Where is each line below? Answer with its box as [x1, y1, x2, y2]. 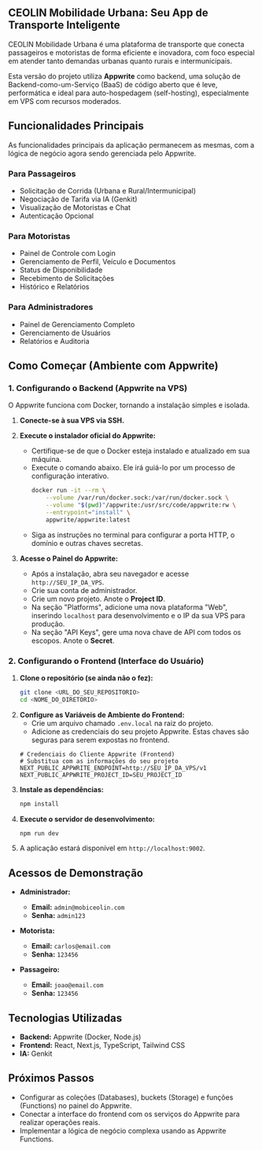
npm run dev [19, 829, 59, 837]
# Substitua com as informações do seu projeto [19, 757, 179, 765]
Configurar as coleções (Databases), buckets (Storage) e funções [19, 1093, 234, 1102]
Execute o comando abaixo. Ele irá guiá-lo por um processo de [31, 463, 236, 473]
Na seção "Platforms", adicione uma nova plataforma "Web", [31, 602, 228, 612]
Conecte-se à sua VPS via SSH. [19, 416, 124, 426]
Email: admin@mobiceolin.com [31, 902, 125, 912]
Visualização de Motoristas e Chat [19, 202, 131, 212]
